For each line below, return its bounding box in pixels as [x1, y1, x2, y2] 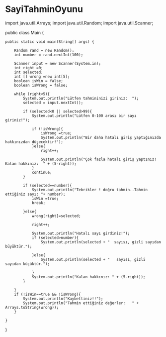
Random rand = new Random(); [14, 48, 75, 53]
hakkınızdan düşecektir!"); [5, 139, 64, 144]
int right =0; [14, 65, 43, 70]
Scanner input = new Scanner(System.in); [14, 61, 101, 66]
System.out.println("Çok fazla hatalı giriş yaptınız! [40, 157, 157, 162]
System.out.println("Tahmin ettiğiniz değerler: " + [23, 300, 139, 306]
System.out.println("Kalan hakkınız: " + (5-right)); [31, 274, 146, 279]
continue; [31, 170, 52, 175]
